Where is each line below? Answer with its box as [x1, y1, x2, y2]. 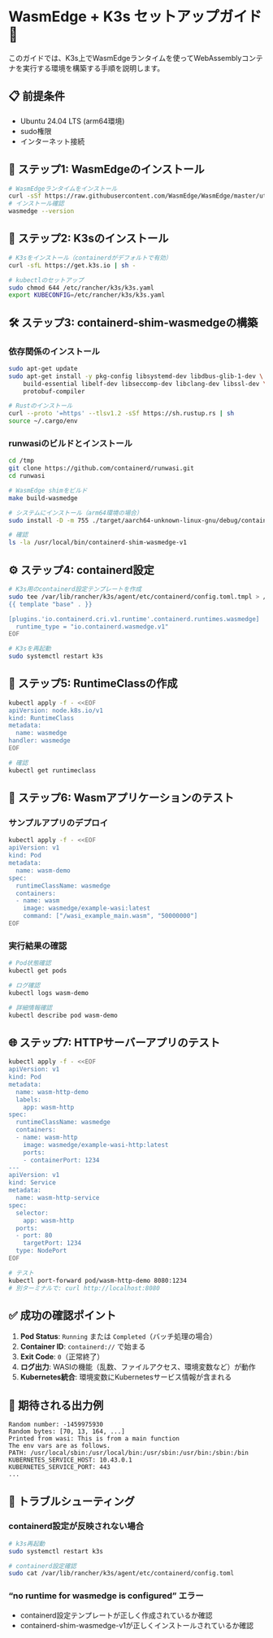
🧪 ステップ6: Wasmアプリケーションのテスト [8, 791, 234, 805]
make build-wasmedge [8, 493, 79, 502]
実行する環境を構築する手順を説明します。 [22, 63, 165, 73]
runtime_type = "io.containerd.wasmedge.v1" [15, 623, 169, 631]
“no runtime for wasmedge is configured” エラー [8, 1590, 205, 1601]
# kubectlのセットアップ [8, 276, 84, 285]
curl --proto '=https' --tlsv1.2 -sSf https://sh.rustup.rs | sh [8, 410, 234, 418]
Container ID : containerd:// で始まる [19, 1342, 146, 1352]
